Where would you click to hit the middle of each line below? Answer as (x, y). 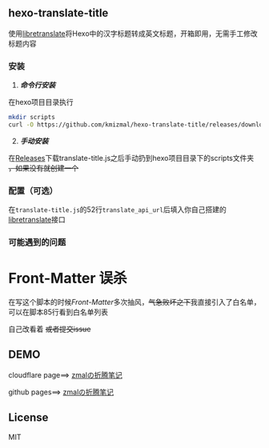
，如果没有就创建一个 (43, 168)
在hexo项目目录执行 (41, 102)
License (28, 418)
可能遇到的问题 (37, 242)
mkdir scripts (32, 118)
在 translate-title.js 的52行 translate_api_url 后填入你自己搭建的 (117, 210)
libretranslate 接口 (37, 220)
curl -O (21, 124)
